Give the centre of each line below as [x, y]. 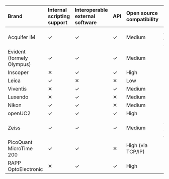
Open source [142, 13]
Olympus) [19, 64]
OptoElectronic [25, 169]
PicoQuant [20, 142]
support [58, 22]
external [85, 16]
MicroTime [20, 149]
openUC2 [19, 113]
